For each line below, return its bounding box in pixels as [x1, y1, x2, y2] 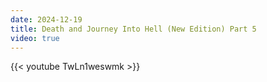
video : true [10, 33, 60, 43]
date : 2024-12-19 [10, 14, 83, 25]
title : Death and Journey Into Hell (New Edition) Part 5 [10, 24, 257, 34]
